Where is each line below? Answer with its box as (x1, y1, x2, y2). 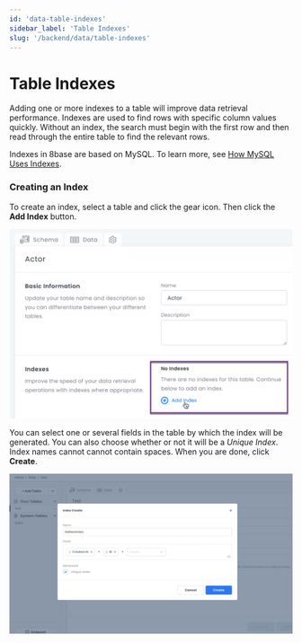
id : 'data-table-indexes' (9, 14, 106, 23)
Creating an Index (9, 181, 89, 193)
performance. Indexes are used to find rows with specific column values (9, 112, 277, 123)
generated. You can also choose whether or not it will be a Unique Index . (9, 436, 279, 448)
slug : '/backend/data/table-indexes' (9, 33, 151, 42)
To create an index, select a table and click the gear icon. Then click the (9, 201, 276, 212)
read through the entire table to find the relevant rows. (9, 131, 210, 143)
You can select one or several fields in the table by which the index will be (9, 427, 283, 438)
